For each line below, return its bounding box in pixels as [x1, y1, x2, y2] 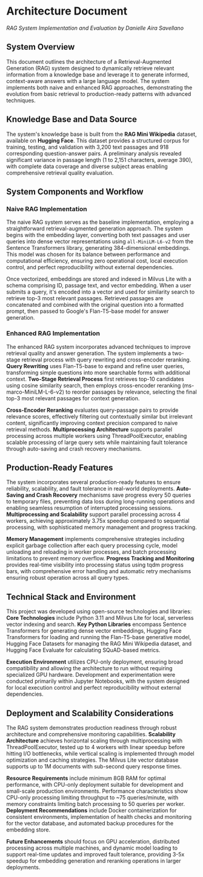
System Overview [6, 42, 75, 52]
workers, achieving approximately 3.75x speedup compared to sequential [6, 517, 190, 525]
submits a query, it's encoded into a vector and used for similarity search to [6, 288, 195, 295]
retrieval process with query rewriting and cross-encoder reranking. [21, 356, 191, 363]
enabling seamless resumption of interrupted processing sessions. [6, 505, 173, 512]
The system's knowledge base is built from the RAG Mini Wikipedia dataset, [6, 130, 197, 138]
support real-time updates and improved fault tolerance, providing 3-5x [6, 850, 185, 858]
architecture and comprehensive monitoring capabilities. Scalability [6, 730, 176, 738]
